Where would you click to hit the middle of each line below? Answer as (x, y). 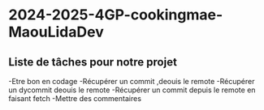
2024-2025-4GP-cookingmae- (116, 15)
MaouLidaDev (56, 32)
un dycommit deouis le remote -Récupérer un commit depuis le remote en (132, 90)
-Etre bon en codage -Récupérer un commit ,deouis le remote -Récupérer (132, 81)
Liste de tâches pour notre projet (93, 62)
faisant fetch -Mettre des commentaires (75, 98)
